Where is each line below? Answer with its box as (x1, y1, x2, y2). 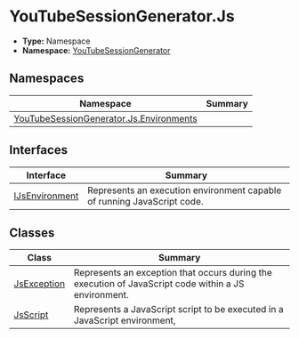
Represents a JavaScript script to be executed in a (74, 303, 284, 316)
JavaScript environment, (74, 314, 176, 326)
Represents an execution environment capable (87, 184, 282, 197)
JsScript (13, 309, 49, 321)
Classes (9, 225, 55, 240)
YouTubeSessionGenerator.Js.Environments (13, 112, 198, 125)
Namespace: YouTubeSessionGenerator (21, 44, 171, 55)
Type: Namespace (21, 36, 91, 46)
